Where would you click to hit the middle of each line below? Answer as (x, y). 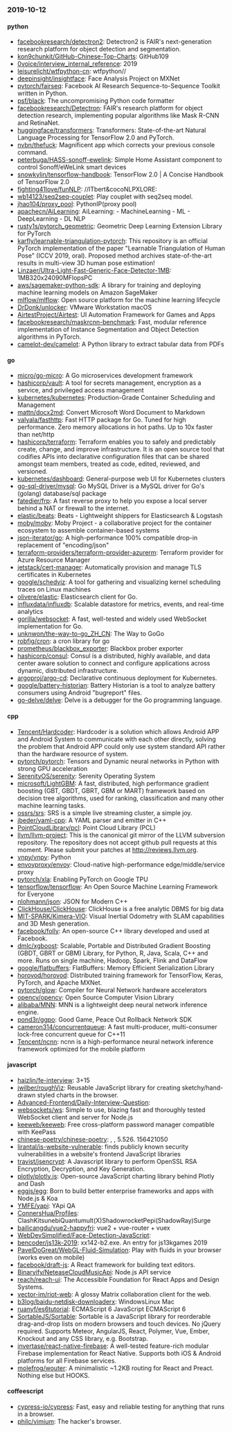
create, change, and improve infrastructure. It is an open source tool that (121, 449)
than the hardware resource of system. (73, 754)
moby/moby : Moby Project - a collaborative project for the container (114, 523)
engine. (28, 1012)
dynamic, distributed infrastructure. (68, 671)
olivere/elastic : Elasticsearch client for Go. (77, 597)
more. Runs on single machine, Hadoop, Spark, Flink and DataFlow (112, 960)
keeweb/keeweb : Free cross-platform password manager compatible (116, 1124)
